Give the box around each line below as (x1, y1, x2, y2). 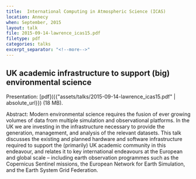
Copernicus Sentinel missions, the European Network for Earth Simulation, (6, 160, 185, 167)
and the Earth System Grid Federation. (6, 166, 98, 173)
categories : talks (6, 42, 51, 47)
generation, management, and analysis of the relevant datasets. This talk (6, 129, 181, 136)
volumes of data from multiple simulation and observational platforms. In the (6, 116, 190, 123)
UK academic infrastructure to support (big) (6, 68, 170, 78)
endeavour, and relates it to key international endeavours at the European (6, 147, 183, 155)
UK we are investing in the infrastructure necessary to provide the (6, 123, 165, 130)
